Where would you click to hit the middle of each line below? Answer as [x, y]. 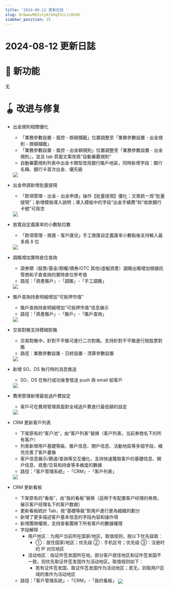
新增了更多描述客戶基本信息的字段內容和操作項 [69, 517]
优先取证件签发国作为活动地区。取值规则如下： [94, 562]
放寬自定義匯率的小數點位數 [42, 224]
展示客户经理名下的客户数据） [51, 504]
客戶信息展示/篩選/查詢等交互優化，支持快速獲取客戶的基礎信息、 [89, 459]
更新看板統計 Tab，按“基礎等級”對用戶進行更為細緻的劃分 [80, 511]
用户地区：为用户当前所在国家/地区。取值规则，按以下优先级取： [95, 536]
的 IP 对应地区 [50, 549]
